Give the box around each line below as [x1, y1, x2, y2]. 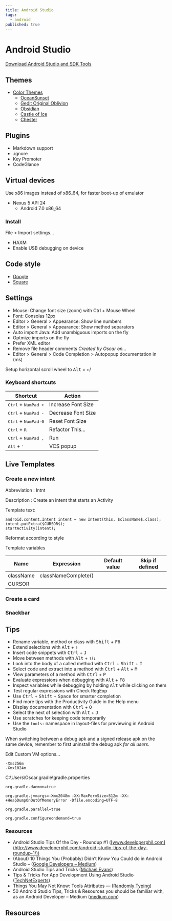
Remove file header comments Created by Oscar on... [12, 345, 127, 352]
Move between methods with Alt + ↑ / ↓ [12, 655, 96, 661]
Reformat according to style [5, 535, 64, 541]
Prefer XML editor [12, 340, 51, 346]
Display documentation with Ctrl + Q [12, 704, 92, 710]
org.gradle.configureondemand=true [5, 816, 81, 821]
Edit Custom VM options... [5, 751, 60, 758]
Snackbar [5, 609, 30, 617]
